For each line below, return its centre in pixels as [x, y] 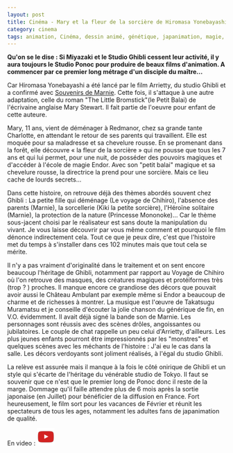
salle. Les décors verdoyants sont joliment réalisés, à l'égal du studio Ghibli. [115, 354]
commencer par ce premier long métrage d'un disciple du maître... [105, 72]
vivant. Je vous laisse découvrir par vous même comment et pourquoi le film [116, 230]
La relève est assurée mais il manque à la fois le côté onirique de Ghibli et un [116, 367]
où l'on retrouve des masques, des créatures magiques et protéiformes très [115, 280]
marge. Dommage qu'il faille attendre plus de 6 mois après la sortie [103, 389]
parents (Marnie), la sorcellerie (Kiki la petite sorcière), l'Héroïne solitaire [111, 208]
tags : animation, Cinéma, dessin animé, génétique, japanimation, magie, [116, 37]
